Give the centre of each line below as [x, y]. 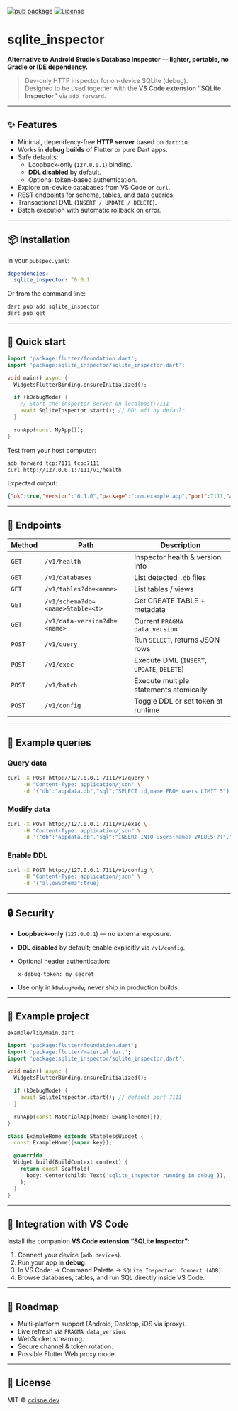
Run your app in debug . [52, 1262]
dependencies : [28, 274]
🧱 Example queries [49, 743]
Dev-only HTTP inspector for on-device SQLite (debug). [106, 80]
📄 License [29, 1383]
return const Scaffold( [55, 1169]
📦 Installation [39, 240]
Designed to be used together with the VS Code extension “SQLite [123, 88]
